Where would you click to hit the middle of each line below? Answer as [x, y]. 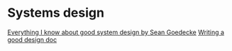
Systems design [56, 13]
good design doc [32, 39]
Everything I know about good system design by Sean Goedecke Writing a [116, 32]
